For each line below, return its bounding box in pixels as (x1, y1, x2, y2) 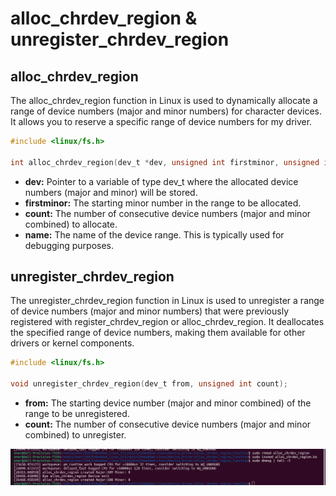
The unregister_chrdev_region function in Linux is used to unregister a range (10, 295, 325, 307)
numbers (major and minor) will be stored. (24, 186, 198, 198)
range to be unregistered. (24, 408, 130, 420)
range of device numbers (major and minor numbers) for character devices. (10, 105, 322, 117)
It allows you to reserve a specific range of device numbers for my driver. (10, 116, 313, 127)
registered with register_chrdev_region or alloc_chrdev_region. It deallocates (10, 316, 325, 328)
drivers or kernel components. (10, 337, 135, 349)
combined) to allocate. (24, 218, 118, 230)
